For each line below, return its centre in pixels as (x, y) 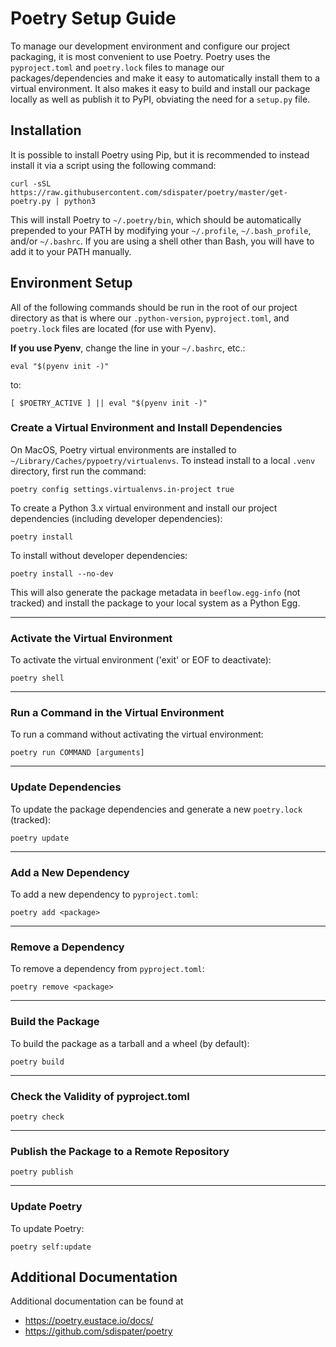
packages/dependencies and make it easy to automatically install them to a (165, 78)
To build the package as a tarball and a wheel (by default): (130, 1043)
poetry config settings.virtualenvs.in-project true (122, 489)
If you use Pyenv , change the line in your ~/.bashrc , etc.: (128, 348)
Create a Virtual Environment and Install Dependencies (146, 428)
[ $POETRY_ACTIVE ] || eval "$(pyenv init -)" (109, 403)
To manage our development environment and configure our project (150, 46)
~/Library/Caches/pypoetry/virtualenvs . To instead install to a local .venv (163, 460)
